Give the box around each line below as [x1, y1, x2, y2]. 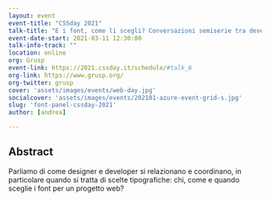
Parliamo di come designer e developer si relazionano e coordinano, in [8, 166, 242, 176]
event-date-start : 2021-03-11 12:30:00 [8, 34, 142, 42]
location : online [8, 49, 67, 57]
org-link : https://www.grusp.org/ [8, 71, 125, 79]
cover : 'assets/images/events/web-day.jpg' [8, 86, 157, 94]
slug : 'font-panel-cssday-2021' [8, 101, 117, 109]
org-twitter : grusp [8, 78, 74, 86]
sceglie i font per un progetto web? [8, 183, 125, 193]
